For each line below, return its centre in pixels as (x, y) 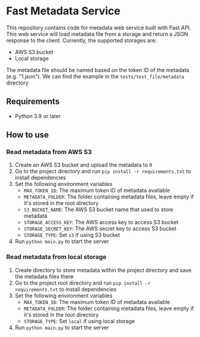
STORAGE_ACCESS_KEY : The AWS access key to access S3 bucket (101, 222)
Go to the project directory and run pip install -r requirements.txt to (103, 171)
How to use (27, 135)
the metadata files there (44, 276)
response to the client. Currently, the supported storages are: (81, 40)
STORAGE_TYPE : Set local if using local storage (79, 321)
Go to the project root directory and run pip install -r (83, 282)
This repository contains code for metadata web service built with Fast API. (99, 28)
